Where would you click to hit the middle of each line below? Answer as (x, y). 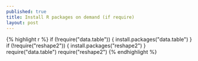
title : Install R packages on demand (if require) (70, 17)
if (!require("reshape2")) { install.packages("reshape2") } (76, 46)
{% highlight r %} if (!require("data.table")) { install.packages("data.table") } (99, 40)
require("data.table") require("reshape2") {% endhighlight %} (81, 52)
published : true (26, 12)
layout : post (22, 23)
